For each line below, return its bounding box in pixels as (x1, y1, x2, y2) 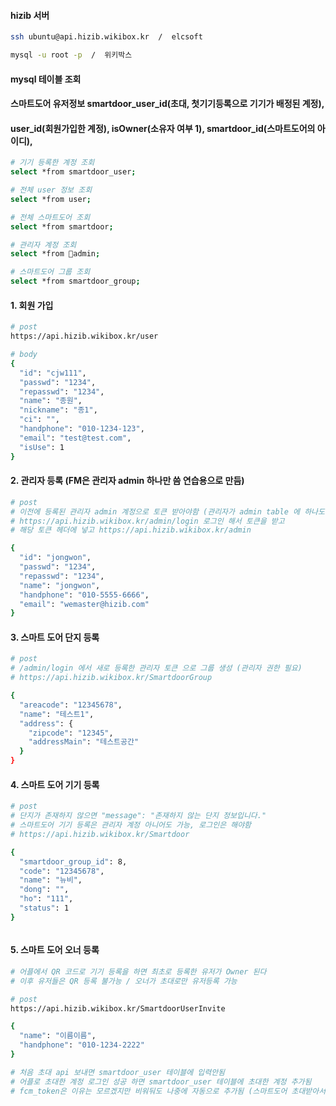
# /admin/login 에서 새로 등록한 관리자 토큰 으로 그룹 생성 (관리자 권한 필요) (10, 663, 303, 674)
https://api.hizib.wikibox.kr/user (10, 331, 159, 342)
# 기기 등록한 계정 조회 (10, 158, 95, 168)
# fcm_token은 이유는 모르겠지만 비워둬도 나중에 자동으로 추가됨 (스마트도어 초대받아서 (10, 1086, 327, 1096)
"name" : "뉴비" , (19, 875, 83, 885)
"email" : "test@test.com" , (19, 433, 132, 443)
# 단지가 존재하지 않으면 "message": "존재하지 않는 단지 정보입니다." (10, 811, 267, 821)
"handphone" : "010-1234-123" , (19, 424, 145, 434)
